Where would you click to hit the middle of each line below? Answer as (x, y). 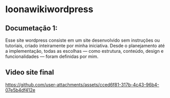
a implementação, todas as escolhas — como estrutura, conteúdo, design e (84, 51)
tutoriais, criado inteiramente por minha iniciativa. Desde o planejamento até (85, 46)
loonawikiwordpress (49, 9)
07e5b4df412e (20, 90)
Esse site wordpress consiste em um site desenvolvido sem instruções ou (83, 40)
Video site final (30, 72)
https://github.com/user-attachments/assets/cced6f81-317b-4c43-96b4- (82, 84)
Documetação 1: (31, 28)
